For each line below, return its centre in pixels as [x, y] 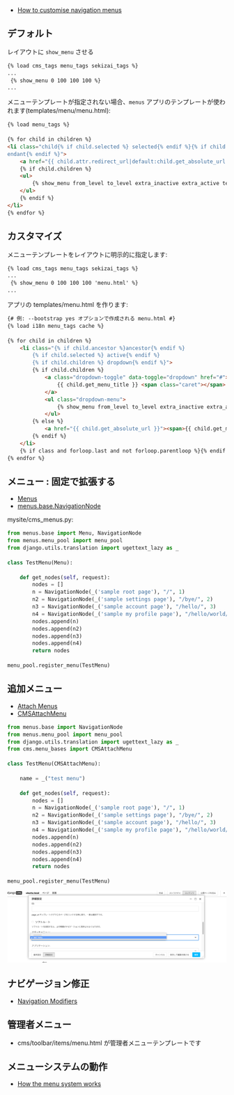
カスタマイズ [35, 236]
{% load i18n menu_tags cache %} [56, 326]
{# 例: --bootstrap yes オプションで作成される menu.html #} [92, 319]
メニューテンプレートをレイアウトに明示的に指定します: [87, 254]
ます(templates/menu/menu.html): [62, 111]
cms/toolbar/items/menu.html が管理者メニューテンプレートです [109, 1043]
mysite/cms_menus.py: [40, 520]
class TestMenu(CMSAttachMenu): [54, 764]
